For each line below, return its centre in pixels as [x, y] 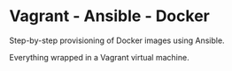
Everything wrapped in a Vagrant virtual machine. [99, 57]
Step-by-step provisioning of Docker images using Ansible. [117, 40]
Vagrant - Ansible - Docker [109, 16]
